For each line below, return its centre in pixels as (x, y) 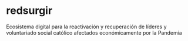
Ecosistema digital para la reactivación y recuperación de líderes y (86, 27)
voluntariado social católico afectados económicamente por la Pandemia (94, 32)
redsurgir (29, 11)
